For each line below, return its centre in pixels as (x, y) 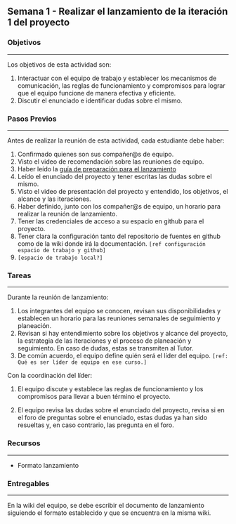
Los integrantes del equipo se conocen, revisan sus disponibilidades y (119, 311)
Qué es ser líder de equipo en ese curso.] (82, 362)
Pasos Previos (32, 119)
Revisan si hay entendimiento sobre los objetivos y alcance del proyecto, (123, 334)
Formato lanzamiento (48, 465)
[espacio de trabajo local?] (60, 258)
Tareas (19, 275)
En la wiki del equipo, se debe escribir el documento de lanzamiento (106, 505)
